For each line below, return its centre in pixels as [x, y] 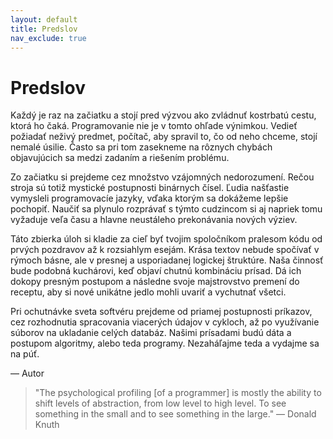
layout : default [44, 19]
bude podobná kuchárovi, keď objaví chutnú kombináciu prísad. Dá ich [156, 271]
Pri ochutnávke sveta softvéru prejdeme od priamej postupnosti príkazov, [161, 312]
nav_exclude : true [48, 38]
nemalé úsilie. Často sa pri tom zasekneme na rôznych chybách [141, 147]
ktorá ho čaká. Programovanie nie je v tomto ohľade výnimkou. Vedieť [154, 126]
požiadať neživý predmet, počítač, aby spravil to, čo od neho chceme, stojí [164, 137]
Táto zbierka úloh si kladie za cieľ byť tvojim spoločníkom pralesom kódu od [166, 239]
